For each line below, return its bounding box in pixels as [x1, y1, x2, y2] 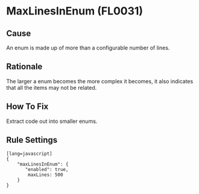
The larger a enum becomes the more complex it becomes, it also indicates [6, 77, 194, 85]
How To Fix [6, 101, 49, 112]
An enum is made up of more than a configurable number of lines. [6, 44, 170, 51]
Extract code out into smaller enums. [6, 117, 98, 125]
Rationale [6, 61, 43, 72]
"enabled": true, [25, 167, 69, 173]
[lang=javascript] [6, 151, 52, 157]
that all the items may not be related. [6, 84, 97, 91]
